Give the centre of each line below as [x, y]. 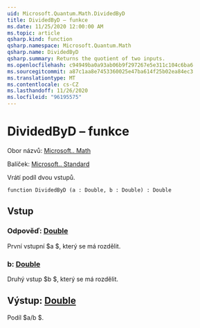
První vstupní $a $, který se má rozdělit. [64, 246]
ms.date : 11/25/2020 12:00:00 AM [55, 26]
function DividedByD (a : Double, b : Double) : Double [89, 190]
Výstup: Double [42, 301]
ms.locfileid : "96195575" [44, 98]
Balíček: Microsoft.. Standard [48, 164]
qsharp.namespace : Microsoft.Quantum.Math [69, 46]
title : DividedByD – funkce [48, 20]
